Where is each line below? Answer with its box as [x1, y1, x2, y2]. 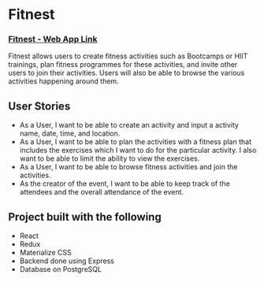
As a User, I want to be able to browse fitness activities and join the [19, 162, 238, 172]
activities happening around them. [8, 76, 120, 86]
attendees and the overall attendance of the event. [19, 187, 184, 197]
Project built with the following [8, 210, 162, 224]
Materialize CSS [19, 248, 73, 258]
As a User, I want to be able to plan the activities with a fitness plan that [19, 137, 252, 147]
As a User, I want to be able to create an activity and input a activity [19, 121, 239, 130]
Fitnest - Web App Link [8, 34, 98, 45]
